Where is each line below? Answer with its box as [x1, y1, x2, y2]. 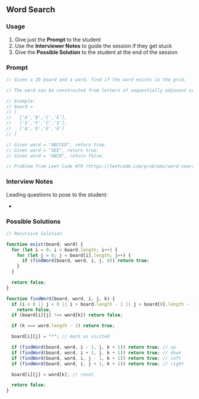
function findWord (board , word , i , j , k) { [6, 295, 115, 301]
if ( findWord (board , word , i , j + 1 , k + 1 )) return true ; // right [11, 361, 184, 366]
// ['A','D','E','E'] [6, 126, 65, 132]
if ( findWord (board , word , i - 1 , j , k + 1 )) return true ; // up [11, 345, 176, 350]
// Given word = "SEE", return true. [6, 147, 99, 153]
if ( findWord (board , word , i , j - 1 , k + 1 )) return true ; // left [11, 355, 182, 361]
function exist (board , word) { [6, 241, 84, 247]
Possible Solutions [6, 217, 61, 226]
